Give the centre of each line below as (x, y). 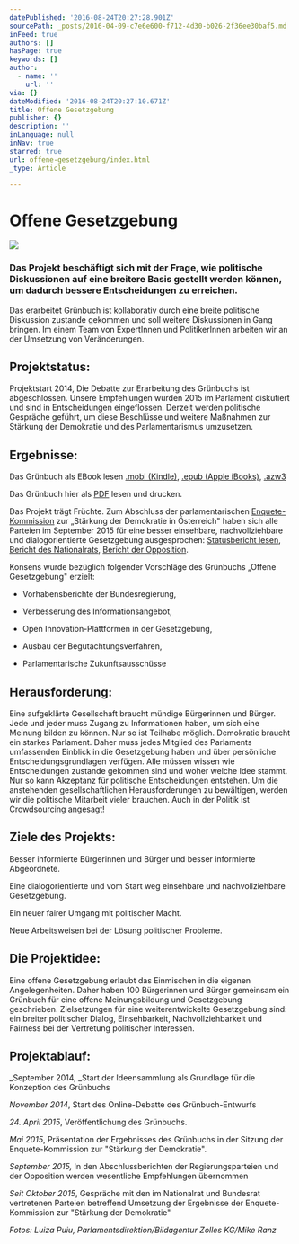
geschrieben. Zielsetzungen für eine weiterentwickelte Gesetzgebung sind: (148, 1009)
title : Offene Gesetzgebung (62, 110)
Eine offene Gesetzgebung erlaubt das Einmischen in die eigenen (130, 980)
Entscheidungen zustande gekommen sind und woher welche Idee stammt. (149, 771)
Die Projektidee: (55, 959)
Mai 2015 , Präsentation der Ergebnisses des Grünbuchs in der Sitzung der (146, 1140)
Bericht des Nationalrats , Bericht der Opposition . (99, 550)
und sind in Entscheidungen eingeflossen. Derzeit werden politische (135, 408)
